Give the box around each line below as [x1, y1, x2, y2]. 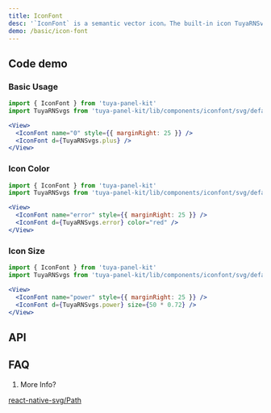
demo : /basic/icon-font [8, 27, 89, 35]
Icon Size [8, 245, 46, 256]
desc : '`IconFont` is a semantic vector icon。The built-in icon [8, 19, 231, 27]
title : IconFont [8, 11, 63, 20]
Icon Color [8, 163, 50, 175]
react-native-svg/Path [8, 395, 82, 405]
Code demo [8, 57, 68, 70]
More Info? [19, 379, 56, 389]
